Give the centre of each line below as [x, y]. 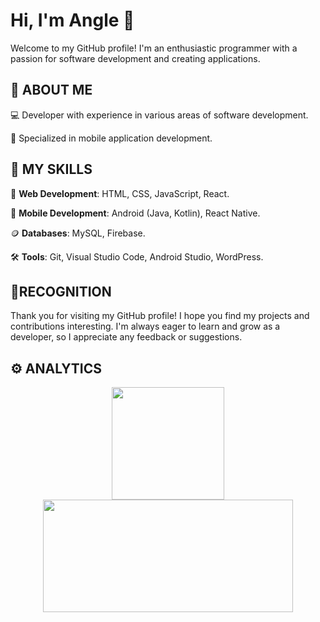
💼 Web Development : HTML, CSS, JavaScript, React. [120, 193]
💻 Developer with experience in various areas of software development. [159, 115]
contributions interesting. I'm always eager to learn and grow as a [145, 326]
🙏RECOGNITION [61, 291]
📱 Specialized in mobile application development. [111, 138]
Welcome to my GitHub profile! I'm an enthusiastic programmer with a [154, 48]
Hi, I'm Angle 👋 [72, 20]
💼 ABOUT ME [51, 90]
